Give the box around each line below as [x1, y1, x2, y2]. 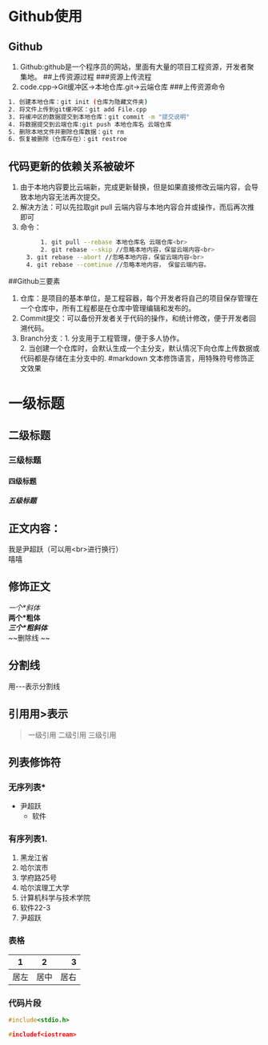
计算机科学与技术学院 [19, 893, 90, 902]
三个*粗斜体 [8, 623, 48, 632]
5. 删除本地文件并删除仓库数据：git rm [8, 127, 124, 136]
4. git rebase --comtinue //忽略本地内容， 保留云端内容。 [26, 260, 210, 268]
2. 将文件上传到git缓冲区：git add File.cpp [8, 105, 147, 113]
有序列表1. [8, 833, 48, 845]
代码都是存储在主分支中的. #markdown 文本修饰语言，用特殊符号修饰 [19, 353, 248, 363]
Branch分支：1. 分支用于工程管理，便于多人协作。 [19, 333, 184, 343]
